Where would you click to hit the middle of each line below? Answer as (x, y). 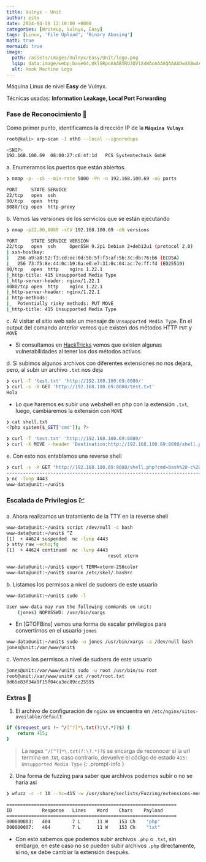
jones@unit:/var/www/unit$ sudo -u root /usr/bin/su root (82, 671)
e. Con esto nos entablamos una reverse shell (64, 456)
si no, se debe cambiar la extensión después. (72, 852)
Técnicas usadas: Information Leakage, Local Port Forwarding (86, 98)
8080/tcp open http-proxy (41, 207)
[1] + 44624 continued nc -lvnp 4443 (57, 550)
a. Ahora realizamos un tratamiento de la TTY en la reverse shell (87, 516)
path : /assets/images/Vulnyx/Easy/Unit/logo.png (75, 58)
